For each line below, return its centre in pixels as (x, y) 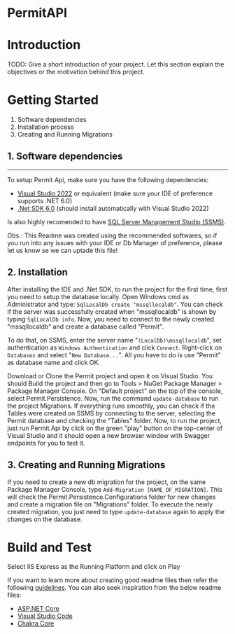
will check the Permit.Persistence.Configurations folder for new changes (112, 497)
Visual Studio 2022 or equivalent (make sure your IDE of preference (115, 193)
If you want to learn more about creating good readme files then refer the (113, 580)
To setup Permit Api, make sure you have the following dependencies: (108, 179)
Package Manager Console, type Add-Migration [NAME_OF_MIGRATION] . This (115, 489)
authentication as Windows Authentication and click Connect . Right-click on (115, 347)
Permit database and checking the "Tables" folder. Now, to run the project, (115, 420)
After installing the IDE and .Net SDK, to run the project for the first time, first (117, 289)
